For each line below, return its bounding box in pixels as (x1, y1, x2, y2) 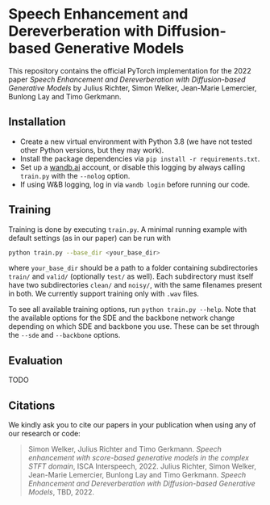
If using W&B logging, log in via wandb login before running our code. (19, 179, 250, 189)
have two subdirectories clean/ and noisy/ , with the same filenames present (8, 280, 263, 290)
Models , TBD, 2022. (27, 487, 95, 497)
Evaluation (8, 353, 63, 368)
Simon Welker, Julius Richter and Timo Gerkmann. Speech (27, 444, 222, 454)
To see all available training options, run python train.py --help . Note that (8, 305, 256, 314)
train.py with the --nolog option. (19, 170, 131, 180)
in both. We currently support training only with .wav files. (8, 288, 200, 299)
